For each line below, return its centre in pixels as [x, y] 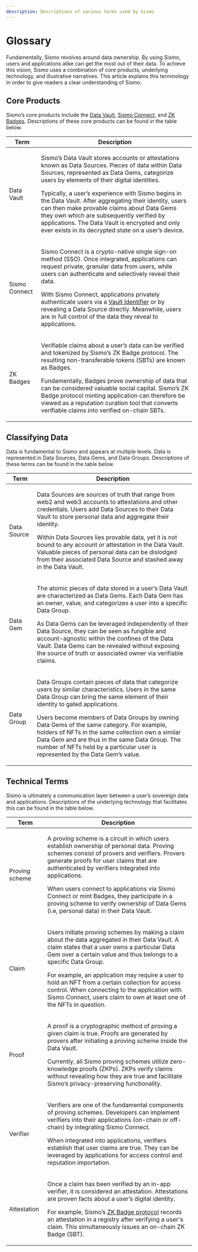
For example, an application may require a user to [115, 975]
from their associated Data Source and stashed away [110, 560]
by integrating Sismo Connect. [108, 1127]
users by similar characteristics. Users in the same [106, 690]
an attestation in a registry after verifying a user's [115, 1219]
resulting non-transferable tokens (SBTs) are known [113, 360]
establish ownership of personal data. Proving [110, 846]
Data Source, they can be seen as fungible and [101, 631]
